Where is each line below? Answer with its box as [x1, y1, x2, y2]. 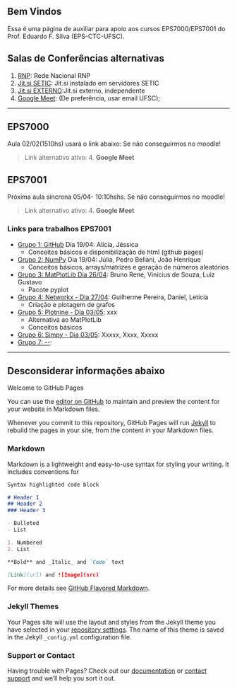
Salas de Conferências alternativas [7, 52, 164, 64]
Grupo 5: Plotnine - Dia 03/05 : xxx [17, 308, 118, 316]
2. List [7, 545, 30, 552]
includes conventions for [7, 467, 80, 476]
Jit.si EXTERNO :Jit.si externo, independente [17, 86, 145, 95]
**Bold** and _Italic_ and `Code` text [7, 558, 125, 565]
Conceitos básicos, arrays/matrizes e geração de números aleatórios [28, 262, 229, 271]
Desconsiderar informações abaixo [7, 364, 166, 377]
